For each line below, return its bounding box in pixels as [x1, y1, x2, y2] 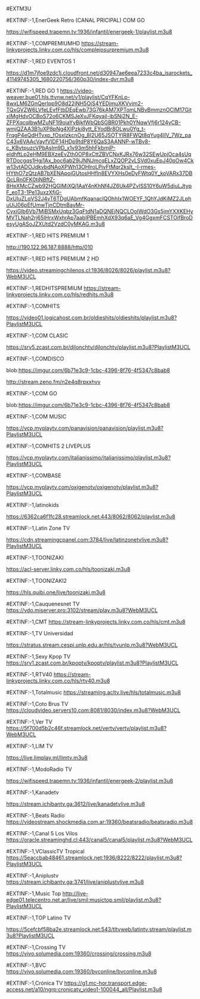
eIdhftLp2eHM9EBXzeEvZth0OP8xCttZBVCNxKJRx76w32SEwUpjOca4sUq [6, 150, 192, 158]
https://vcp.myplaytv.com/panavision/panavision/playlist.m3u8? [6, 425, 164, 432]
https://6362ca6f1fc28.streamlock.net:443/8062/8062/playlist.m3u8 [6, 513, 176, 520]
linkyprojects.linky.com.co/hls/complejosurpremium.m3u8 [6, 46, 149, 53]
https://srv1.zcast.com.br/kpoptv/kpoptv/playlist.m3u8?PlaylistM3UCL [6, 659, 179, 666]
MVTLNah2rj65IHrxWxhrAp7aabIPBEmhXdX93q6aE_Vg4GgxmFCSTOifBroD [6, 214, 193, 221]
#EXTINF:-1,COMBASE [6, 472, 61, 479]
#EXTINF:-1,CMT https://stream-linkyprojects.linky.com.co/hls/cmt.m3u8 [6, 618, 186, 625]
